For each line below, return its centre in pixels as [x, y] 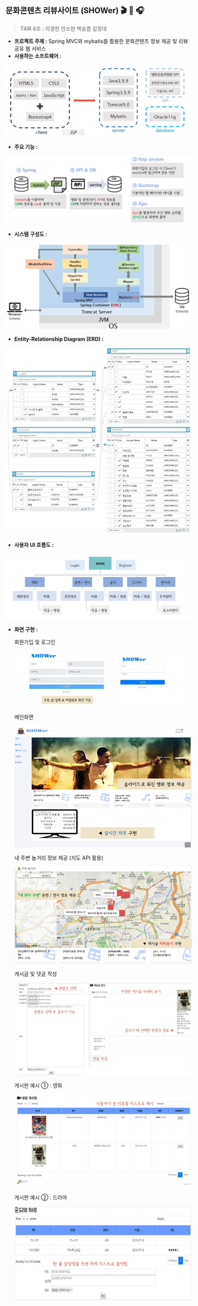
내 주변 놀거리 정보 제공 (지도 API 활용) [59, 858]
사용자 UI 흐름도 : [34, 545]
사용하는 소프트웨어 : [38, 56]
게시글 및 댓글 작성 [35, 974]
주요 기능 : [26, 147]
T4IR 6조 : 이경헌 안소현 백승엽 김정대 [63, 28]
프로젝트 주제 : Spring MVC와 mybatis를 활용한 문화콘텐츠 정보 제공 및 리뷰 [101, 41]
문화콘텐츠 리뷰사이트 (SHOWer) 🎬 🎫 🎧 [75, 11]
